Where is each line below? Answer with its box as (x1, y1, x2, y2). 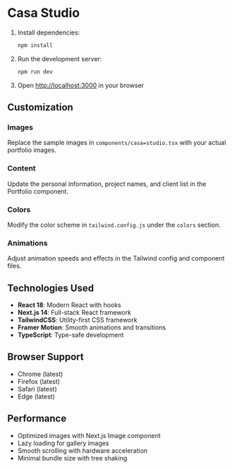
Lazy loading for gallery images (17, 439, 109, 447)
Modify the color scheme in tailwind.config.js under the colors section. (7, 220, 221, 229)
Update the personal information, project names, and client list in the (7, 180, 207, 188)
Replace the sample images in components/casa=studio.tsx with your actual (7, 139, 226, 147)
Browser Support (7, 351, 85, 363)
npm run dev (17, 68, 53, 75)
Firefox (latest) (17, 377, 61, 385)
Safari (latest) (17, 384, 58, 393)
